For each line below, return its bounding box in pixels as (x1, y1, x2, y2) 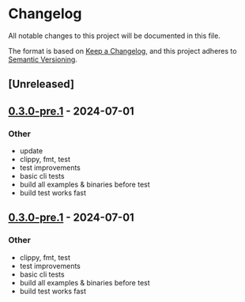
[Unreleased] (8, 77, 75, 91)
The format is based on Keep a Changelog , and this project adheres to (8, 46, 237, 55)
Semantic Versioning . (8, 55, 77, 64)
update (19, 146, 43, 156)
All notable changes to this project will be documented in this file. (8, 31, 221, 40)
